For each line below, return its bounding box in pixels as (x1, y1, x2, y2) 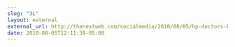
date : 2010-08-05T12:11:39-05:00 (7, 29, 105, 37)
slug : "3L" (7, 10, 39, 17)
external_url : (7, 23, 49, 30)
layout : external (7, 17, 58, 23)
